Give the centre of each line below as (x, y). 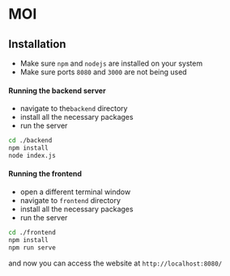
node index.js (32, 155)
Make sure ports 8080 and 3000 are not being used (104, 72)
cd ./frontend (32, 233)
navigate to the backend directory (74, 108)
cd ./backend (30, 141)
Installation (37, 44)
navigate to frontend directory (70, 201)
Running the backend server (57, 91)
